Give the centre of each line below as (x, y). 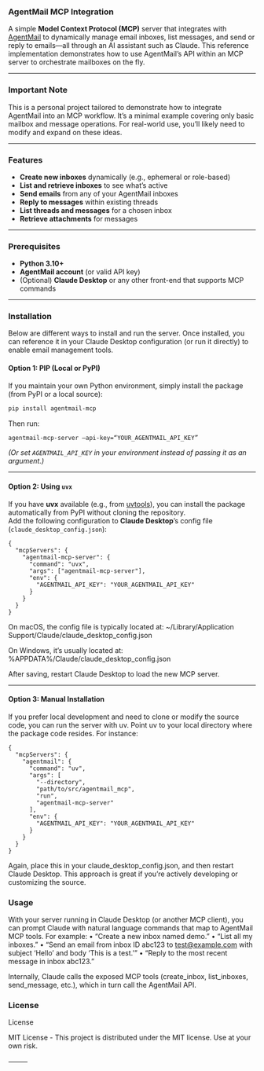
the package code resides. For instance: (73, 733)
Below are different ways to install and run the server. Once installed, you (126, 333)
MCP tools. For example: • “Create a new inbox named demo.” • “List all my (130, 937)
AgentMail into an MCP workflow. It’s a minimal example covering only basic (131, 116)
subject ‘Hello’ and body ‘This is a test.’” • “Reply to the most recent (118, 953)
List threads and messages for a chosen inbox (96, 210)
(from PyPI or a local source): (56, 394)
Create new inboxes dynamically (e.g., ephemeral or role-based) (125, 177)
